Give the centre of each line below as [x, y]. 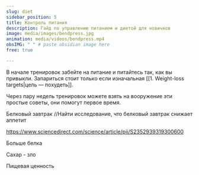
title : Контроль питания [37, 22]
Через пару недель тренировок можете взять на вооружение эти [89, 96]
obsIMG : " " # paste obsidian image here [58, 45]
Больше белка [24, 143]
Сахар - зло [21, 154]
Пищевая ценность [30, 166]
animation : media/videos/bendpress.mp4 [55, 39]
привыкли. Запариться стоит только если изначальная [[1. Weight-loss [95, 78]
